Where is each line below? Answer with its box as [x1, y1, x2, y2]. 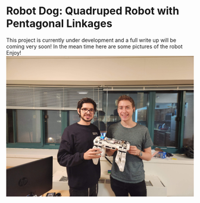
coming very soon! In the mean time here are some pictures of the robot [6, 43, 183, 50]
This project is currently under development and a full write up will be [6, 36, 177, 43]
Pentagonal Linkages [6, 17, 112, 30]
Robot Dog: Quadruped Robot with [6, 4, 180, 18]
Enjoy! [6, 49, 22, 56]
